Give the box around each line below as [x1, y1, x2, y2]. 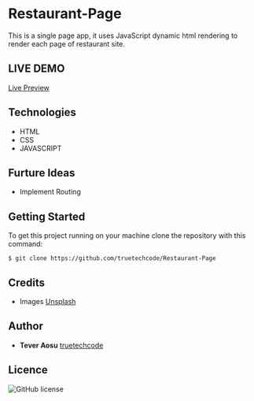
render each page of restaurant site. [8, 39, 126, 48]
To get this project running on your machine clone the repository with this [8, 231, 246, 240]
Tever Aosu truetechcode [19, 340, 104, 350]
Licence [8, 363, 49, 377]
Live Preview [8, 83, 50, 92]
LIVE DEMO [8, 62, 65, 76]
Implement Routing [19, 187, 81, 197]
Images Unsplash [19, 297, 76, 306]
